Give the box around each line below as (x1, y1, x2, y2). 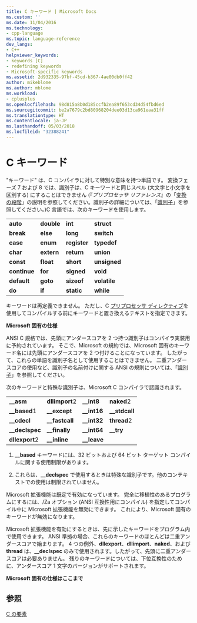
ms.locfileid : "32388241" (6, 129, 69, 135)
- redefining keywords (6, 63, 62, 69)
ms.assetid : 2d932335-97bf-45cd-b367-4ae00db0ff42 (6, 74, 133, 80)
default (9, 277, 30, 285)
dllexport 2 (9, 436, 39, 444)
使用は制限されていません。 (35, 478, 102, 485)
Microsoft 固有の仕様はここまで (6, 574, 84, 582)
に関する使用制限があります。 (19, 458, 92, 465)
